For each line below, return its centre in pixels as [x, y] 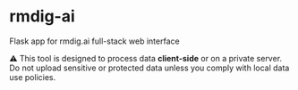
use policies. [33, 77]
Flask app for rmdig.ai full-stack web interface [95, 41]
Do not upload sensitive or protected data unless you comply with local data [149, 68]
